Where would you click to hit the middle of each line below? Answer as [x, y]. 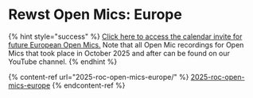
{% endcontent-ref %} [89, 85]
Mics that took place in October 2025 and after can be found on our [119, 53]
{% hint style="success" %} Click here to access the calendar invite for [125, 36]
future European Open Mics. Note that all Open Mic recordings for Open [126, 44]
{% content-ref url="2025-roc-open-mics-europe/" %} [99, 77]
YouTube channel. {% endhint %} [63, 62]
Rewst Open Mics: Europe [95, 15]
